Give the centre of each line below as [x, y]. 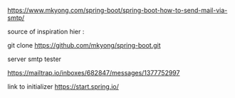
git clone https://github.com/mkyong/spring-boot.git [84, 45]
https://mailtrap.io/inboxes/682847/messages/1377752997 [94, 73]
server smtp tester [35, 59]
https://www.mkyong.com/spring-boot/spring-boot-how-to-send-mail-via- [117, 10]
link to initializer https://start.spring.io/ [63, 87]
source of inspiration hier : [46, 32]
